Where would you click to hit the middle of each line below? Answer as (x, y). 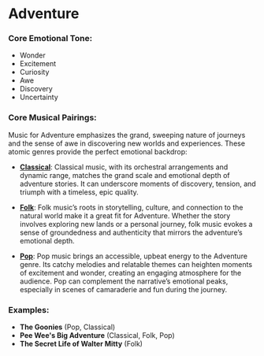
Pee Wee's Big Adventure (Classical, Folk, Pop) (97, 336)
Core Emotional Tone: (50, 39)
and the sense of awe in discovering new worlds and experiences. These (127, 143)
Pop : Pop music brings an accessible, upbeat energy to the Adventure (134, 256)
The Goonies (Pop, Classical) (67, 327)
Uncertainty (39, 97)
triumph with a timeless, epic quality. (79, 192)
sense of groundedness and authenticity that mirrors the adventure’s (131, 232)
